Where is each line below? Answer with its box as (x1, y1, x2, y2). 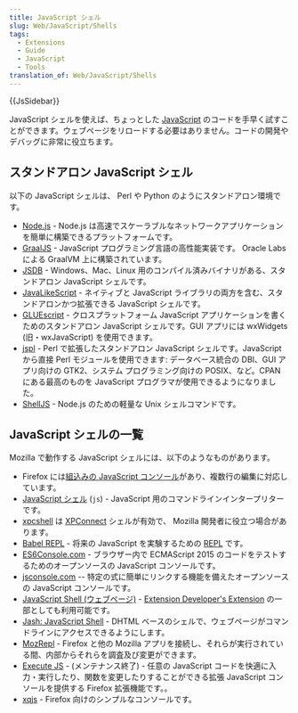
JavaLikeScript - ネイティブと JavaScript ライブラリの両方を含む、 (21, 287, 269, 298)
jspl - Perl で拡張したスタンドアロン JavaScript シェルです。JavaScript (21, 342, 282, 353)
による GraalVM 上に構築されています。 (21, 253, 167, 264)
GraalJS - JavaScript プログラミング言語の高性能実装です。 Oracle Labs (21, 242, 286, 253)
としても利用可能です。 (29, 605, 116, 616)
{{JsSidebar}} (9, 95, 60, 106)
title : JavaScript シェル (9, 12, 101, 22)
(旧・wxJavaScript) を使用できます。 (21, 332, 157, 342)
